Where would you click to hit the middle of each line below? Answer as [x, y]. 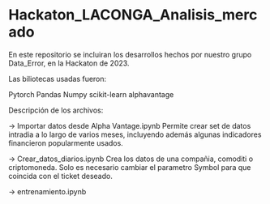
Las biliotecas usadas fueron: [58, 79]
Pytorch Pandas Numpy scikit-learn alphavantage [91, 94]
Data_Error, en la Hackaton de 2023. [69, 63]
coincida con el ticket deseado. [61, 176]
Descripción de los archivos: [56, 110]
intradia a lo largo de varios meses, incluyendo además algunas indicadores [135, 134]
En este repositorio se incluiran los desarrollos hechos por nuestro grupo [130, 54]
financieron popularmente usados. [66, 142]
